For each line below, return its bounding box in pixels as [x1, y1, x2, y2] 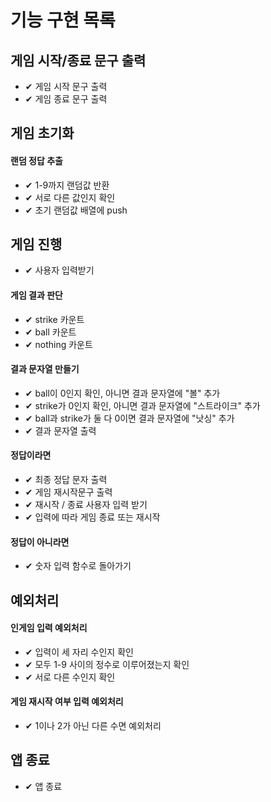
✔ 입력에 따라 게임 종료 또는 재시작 [24, 511, 161, 523]
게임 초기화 [10, 125, 75, 142]
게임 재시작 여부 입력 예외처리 [10, 696, 124, 708]
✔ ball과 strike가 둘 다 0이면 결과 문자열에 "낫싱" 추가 [24, 412, 235, 424]
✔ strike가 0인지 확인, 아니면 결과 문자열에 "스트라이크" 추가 [24, 399, 261, 411]
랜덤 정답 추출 [10, 154, 63, 166]
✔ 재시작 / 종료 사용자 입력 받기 [24, 499, 148, 511]
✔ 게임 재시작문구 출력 [24, 486, 113, 498]
